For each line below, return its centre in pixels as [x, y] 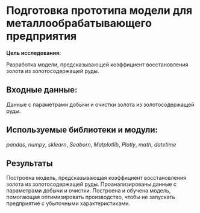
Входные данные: [42, 90]
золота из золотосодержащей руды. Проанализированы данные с [91, 184]
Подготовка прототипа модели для [99, 11]
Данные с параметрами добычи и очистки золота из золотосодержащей [100, 104]
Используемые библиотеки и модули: [82, 130]
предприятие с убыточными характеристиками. [68, 203]
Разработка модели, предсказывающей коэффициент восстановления [97, 65]
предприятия [42, 36]
